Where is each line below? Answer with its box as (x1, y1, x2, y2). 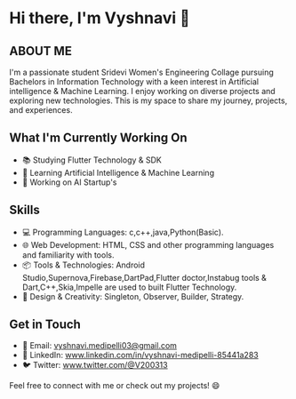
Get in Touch (9, 317, 82, 332)
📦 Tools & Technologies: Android (21, 259, 145, 270)
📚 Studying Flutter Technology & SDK (21, 155, 162, 165)
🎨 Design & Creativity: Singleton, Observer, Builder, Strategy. (21, 291, 244, 301)
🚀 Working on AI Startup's (21, 177, 117, 188)
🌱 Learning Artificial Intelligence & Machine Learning (21, 167, 215, 178)
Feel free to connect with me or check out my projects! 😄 (9, 380, 220, 391)
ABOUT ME (9, 44, 73, 59)
